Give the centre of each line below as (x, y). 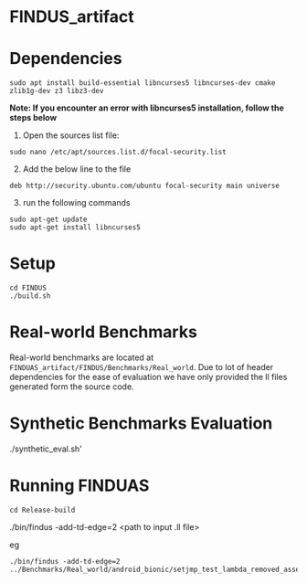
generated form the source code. (72, 387)
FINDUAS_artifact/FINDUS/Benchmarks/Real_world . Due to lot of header (142, 367)
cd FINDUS (28, 288)
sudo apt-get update (49, 220)
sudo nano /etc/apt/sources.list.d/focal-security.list (118, 153)
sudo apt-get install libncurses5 (75, 228)
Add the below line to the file (77, 169)
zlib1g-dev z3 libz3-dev (57, 91)
